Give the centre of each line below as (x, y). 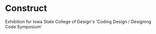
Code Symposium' (24, 26)
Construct (26, 8)
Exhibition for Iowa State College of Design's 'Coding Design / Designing (78, 22)
